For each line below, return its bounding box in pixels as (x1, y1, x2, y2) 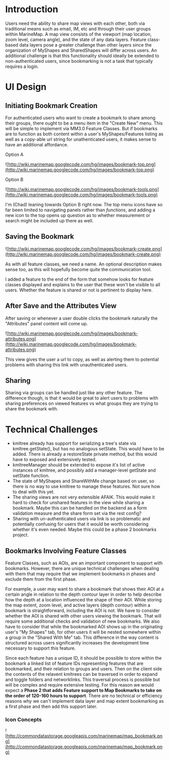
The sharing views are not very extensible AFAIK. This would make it (12, 494, 155, 500)
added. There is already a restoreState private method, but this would (12, 451, 157, 457)
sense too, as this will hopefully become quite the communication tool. (5, 266, 152, 272)
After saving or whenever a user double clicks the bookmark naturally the (5, 315, 158, 321)
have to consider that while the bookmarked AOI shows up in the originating (5, 624, 163, 630)
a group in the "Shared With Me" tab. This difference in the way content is (5, 634, 159, 640)
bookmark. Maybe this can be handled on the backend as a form (12, 505, 147, 511)
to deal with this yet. (12, 489, 55, 495)
